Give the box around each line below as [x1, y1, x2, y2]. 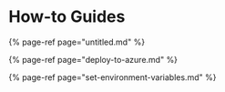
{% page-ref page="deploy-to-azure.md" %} [8, 54, 179, 65]
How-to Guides [8, 6, 126, 27]
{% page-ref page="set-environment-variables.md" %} [8, 71, 217, 83]
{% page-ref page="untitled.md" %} [8, 36, 146, 47]
